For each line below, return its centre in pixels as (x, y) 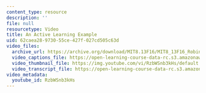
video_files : (23, 46)
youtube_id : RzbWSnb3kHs (44, 80)
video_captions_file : (40, 58)
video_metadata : (27, 75)
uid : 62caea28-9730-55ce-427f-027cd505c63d (63, 40)
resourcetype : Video (33, 29)
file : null (20, 23)
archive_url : (29, 52)
